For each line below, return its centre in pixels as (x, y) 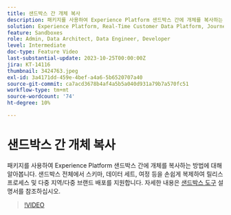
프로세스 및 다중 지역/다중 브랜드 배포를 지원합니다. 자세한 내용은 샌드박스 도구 (112, 182)
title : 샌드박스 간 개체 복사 (44, 13)
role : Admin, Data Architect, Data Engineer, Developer (89, 39)
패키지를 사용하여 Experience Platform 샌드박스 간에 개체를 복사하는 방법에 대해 (114, 165)
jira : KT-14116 (29, 65)
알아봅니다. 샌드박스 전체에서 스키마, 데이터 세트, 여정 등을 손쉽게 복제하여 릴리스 (115, 174)
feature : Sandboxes (35, 33)
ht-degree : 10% (29, 103)
